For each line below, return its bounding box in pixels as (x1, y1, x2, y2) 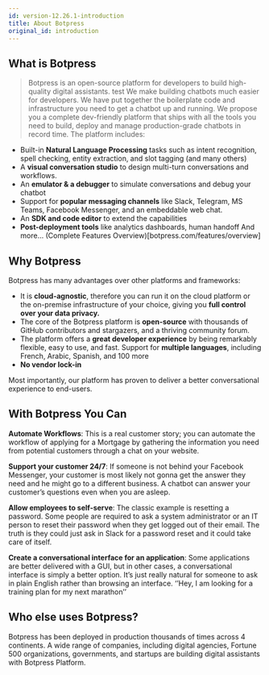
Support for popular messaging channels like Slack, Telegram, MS (19, 197, 243, 206)
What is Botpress (8, 56, 97, 70)
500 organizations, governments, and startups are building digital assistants (8, 648, 260, 658)
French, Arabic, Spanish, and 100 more (19, 352, 149, 360)
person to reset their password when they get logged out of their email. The (8, 519, 260, 529)
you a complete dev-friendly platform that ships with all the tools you (27, 112, 257, 122)
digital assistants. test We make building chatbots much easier (52, 86, 259, 97)
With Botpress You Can (8, 407, 127, 421)
